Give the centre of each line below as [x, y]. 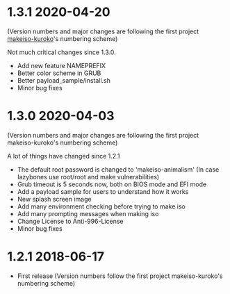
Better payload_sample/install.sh [64, 80]
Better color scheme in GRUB [59, 73]
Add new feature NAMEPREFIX [61, 65]
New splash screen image [54, 199]
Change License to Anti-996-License [70, 221]
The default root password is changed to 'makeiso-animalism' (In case [118, 169]
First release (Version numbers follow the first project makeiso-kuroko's [120, 276]
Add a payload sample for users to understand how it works [103, 191]
